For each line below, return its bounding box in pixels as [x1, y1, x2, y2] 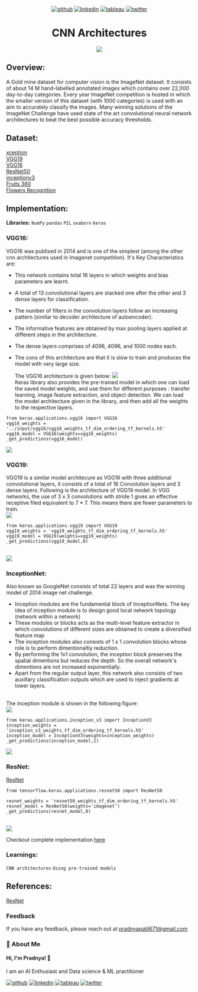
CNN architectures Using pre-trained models [6, 865, 116, 871]
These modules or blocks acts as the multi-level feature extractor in [14, 620, 180, 627]
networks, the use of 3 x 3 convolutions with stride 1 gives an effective [6, 492, 178, 500]
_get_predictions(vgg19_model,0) [6, 538, 89, 544]
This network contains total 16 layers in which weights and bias [14, 271, 168, 278]
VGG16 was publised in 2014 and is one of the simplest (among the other [6, 247, 183, 254]
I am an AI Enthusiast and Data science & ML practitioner [6, 968, 145, 975]
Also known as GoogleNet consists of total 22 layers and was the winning [6, 583, 185, 590]
